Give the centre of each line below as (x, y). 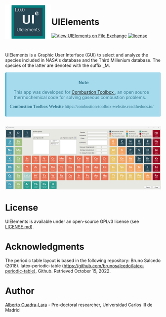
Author (20, 291)
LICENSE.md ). (20, 227)
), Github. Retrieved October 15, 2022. (72, 271)
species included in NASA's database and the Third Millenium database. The (83, 60)
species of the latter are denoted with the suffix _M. (58, 65)
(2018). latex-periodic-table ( (35, 266)
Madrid (12, 310)
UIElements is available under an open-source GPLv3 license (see (72, 221)
